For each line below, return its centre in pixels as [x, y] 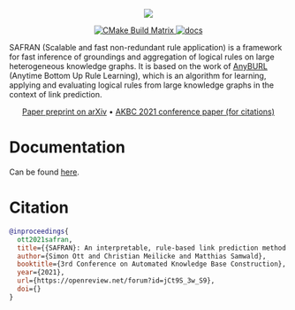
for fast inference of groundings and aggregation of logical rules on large [142, 57]
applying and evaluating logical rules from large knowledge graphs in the [142, 85]
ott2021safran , [45, 239]
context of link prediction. [56, 94]
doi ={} [29, 289]
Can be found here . [44, 172]
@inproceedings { [39, 231]
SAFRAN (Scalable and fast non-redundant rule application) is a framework [146, 47]
